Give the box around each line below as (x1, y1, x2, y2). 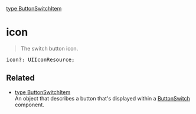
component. (14, 101, 44, 108)
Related (6, 73, 35, 83)
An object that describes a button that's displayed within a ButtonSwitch (14, 95, 191, 102)
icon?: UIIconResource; (6, 56, 75, 63)
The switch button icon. (20, 45, 79, 52)
